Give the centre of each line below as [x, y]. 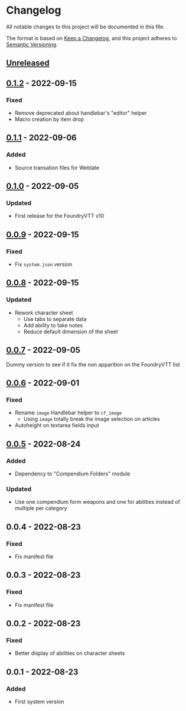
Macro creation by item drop [49, 120]
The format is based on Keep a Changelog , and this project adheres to [92, 38]
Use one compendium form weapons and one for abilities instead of [97, 502]
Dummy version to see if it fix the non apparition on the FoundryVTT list [93, 364]
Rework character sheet [44, 313]
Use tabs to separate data [55, 319]
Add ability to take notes [53, 325]
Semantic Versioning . [32, 44]
